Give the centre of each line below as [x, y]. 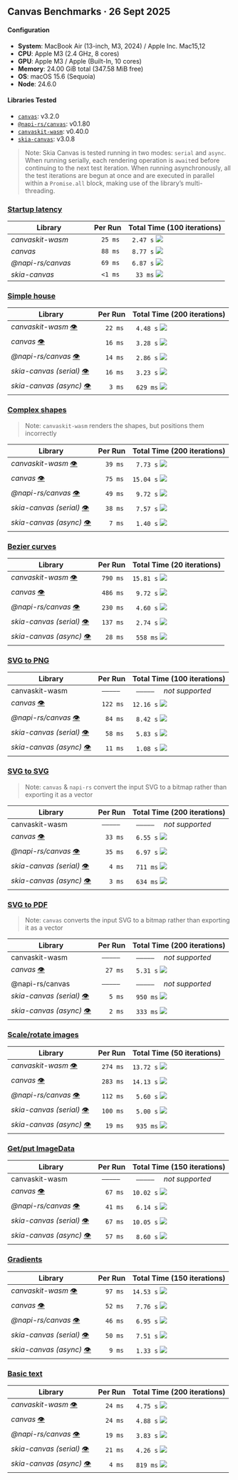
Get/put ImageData [41, 1148]
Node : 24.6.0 [37, 84]
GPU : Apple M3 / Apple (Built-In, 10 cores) [80, 61]
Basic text [25, 1374]
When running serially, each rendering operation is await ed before [122, 160]
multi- [194, 183]
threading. [40, 190]
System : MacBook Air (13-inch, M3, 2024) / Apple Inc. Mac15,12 [112, 46]
